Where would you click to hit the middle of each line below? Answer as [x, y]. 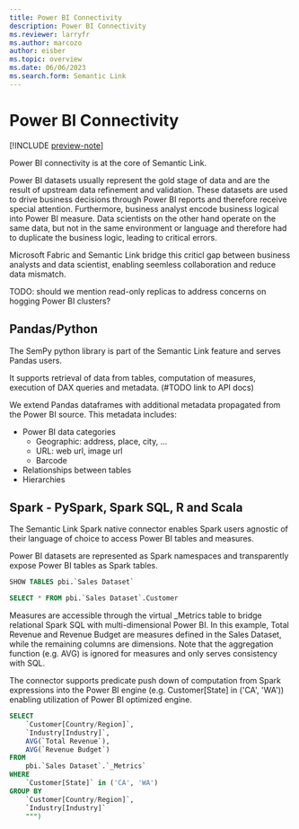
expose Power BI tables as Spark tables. [84, 566]
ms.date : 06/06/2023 [48, 68]
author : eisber [38, 51]
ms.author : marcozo [46, 43]
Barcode [51, 460]
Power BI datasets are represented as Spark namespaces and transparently [149, 556]
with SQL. [27, 663]
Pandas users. [36, 360]
